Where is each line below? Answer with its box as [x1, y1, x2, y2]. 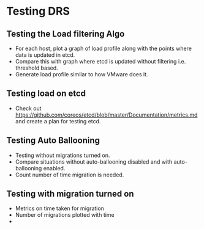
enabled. [43, 164, 66, 172]
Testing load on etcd [6, 89, 86, 99]
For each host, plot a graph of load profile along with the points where [15, 45, 192, 52]
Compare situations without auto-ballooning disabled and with [15, 158, 173, 165]
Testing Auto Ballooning [6, 136, 100, 146]
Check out [15, 104, 42, 112]
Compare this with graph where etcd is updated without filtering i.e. [15, 58, 186, 65]
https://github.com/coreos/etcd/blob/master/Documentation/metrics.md [15, 111, 198, 118]
